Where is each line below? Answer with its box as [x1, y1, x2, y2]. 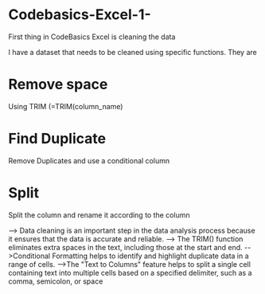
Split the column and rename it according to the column [8, 210, 190, 220]
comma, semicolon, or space [8, 276, 103, 286]
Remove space [8, 76, 108, 93]
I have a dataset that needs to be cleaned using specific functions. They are [8, 47, 257, 57]
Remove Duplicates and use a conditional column [8, 155, 170, 165]
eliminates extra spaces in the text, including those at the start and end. [8, 242, 243, 252]
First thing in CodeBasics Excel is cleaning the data [8, 32, 176, 41]
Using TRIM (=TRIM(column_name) [8, 101, 123, 111]
